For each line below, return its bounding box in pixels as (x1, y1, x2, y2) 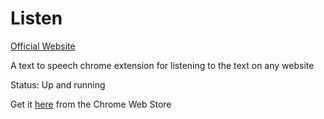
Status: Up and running (10, 78, 106, 91)
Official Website (10, 40, 76, 52)
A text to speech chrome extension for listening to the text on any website (10, 59, 315, 71)
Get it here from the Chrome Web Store (10, 98, 172, 110)
